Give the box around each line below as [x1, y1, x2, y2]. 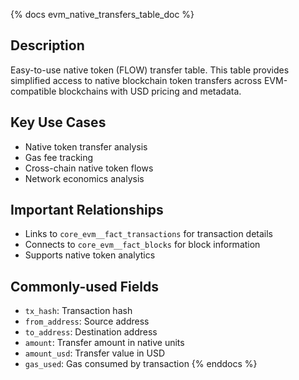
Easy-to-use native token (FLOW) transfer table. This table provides [10, 64, 290, 76]
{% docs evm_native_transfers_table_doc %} [10, 9, 195, 20]
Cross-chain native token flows [24, 162, 154, 174]
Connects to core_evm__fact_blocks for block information [24, 239, 261, 251]
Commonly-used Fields [10, 278, 160, 295]
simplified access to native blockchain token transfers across [10, 74, 262, 86]
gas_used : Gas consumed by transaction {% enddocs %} [24, 358, 258, 370]
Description [10, 37, 85, 54]
